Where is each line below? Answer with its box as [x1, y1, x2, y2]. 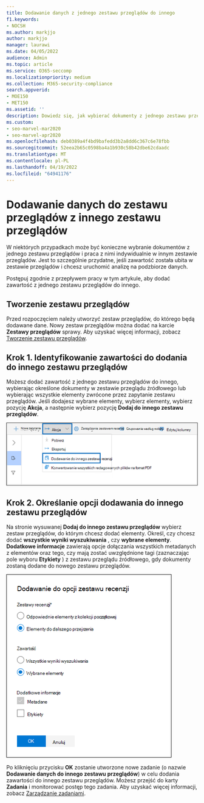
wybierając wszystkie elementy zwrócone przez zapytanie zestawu [6, 391, 175, 399]
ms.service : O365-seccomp [6, 68, 72, 74]
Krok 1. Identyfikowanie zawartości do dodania [6, 352, 188, 363]
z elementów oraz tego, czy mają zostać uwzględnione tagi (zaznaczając [6, 549, 189, 556]
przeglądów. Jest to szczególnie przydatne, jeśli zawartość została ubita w [6, 257, 193, 264]
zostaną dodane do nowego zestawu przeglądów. [6, 562, 131, 569]
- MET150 [6, 100, 29, 106]
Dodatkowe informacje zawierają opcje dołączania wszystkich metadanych [6, 543, 196, 550]
